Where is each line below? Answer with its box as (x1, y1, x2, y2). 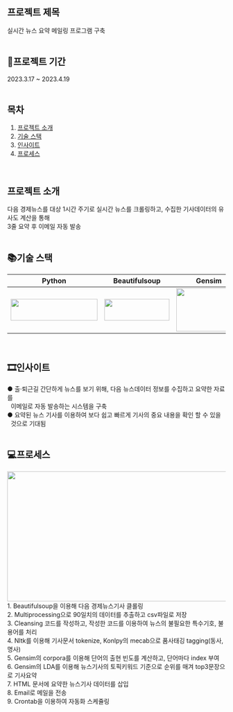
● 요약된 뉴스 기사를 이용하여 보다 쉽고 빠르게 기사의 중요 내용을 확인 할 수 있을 (7, 410, 221, 419)
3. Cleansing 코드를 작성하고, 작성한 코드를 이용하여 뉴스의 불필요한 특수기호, (7, 619, 217, 627)
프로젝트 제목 (7, 6, 60, 19)
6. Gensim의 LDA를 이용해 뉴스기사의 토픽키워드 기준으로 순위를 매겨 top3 (7, 662, 209, 670)
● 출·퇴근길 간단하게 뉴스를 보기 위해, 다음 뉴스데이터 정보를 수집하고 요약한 (7, 384, 213, 393)
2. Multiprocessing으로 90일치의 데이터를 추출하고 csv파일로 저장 (7, 610, 187, 618)
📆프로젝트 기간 (7, 56, 66, 68)
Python (42, 276, 67, 286)
